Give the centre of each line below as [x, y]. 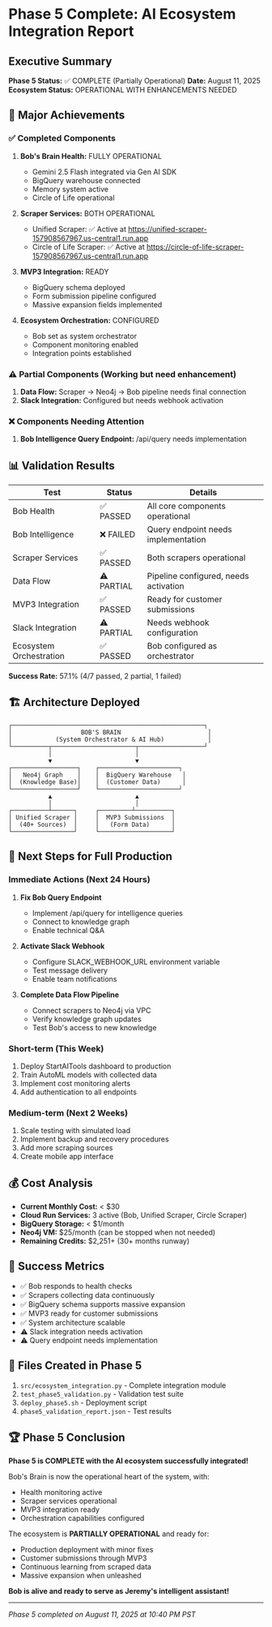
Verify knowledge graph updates [87, 1019]
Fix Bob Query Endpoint [61, 897]
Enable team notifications [74, 978]
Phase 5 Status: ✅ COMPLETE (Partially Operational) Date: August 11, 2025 [135, 81]
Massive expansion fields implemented [97, 304]
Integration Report [71, 31]
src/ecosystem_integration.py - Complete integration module [123, 1385]
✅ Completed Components [62, 139]
